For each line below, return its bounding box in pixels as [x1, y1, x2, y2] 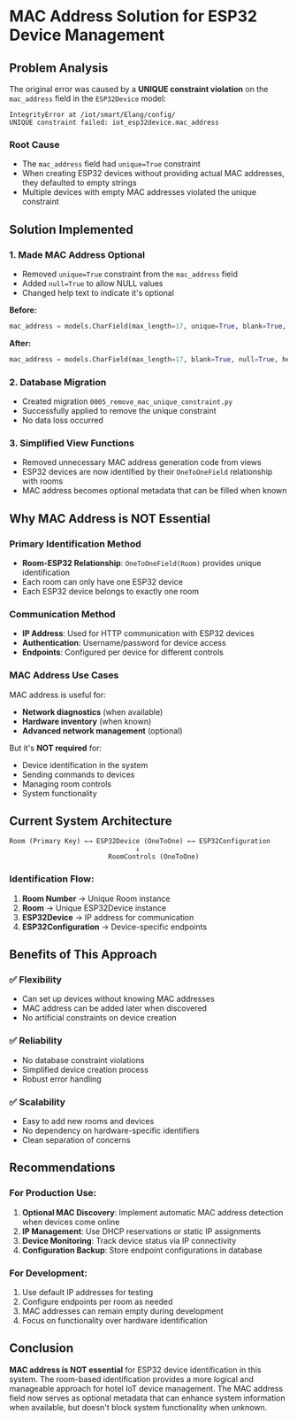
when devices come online [21, 1216, 120, 1227]
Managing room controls [21, 778, 112, 789]
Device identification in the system [21, 759, 148, 770]
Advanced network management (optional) [21, 725, 183, 736]
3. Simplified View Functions [9, 437, 135, 449]
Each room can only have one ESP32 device [21, 577, 184, 587]
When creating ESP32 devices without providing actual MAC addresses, [21, 168, 285, 179]
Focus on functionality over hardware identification [21, 1315, 208, 1325]
